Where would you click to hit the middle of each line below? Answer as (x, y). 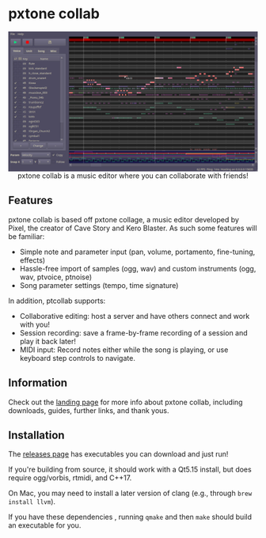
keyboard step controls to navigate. (78, 358)
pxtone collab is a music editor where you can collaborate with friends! (133, 176)
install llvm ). (32, 502)
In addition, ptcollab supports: (57, 301)
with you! (34, 324)
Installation (36, 435)
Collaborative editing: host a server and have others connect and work (135, 316)
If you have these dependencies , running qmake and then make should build (130, 517)
